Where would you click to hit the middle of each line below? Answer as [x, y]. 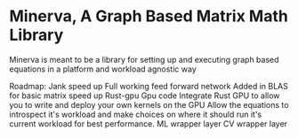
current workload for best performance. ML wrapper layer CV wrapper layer [148, 123]
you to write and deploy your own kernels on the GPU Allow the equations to [149, 104]
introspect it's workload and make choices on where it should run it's [136, 114]
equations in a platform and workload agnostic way [103, 69]
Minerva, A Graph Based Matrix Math [149, 16]
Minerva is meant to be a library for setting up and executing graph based [144, 59]
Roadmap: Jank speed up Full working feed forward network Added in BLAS [149, 86]
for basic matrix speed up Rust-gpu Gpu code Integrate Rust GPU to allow [145, 96]
